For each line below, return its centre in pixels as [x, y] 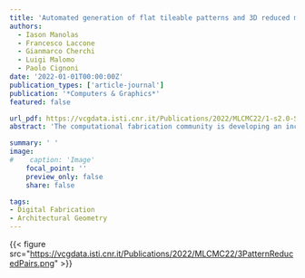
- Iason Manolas [48, 34]
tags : [20, 201]
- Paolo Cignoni [48, 69]
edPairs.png [32, 263]
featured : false [40, 102]
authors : [26, 26]
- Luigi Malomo [46, 60]
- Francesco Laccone [56, 43]
